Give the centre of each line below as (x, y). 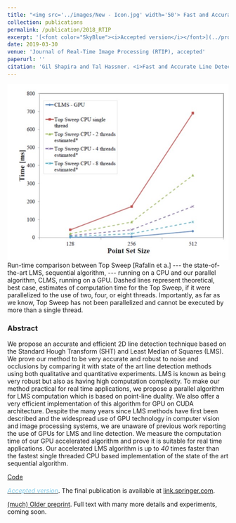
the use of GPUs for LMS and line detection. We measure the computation (114, 433)
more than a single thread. (45, 310)
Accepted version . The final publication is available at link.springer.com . (111, 490)
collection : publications (45, 22)
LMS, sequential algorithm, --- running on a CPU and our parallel (123, 273)
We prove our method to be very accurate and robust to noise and (103, 359)
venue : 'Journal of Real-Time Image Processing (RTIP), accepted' (106, 52)
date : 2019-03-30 (33, 45)
